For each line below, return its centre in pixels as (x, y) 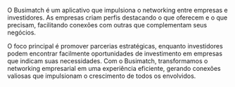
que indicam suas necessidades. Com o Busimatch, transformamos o (108, 61)
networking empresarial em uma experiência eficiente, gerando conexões (114, 68)
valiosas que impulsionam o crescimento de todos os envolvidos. (102, 76)
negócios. (22, 32)
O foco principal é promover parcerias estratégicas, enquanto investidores (115, 46)
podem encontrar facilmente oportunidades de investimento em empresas (115, 53)
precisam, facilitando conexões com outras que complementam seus (107, 25)
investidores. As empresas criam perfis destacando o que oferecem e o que (118, 18)
